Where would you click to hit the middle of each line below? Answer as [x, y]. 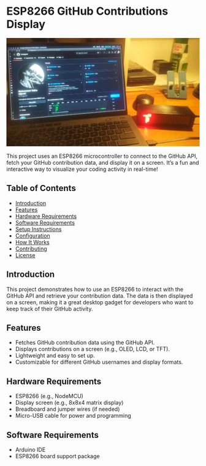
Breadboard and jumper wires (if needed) [67, 409]
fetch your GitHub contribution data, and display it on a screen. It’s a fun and [103, 162]
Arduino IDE [30, 449]
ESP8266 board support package [57, 456]
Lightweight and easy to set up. [55, 356]
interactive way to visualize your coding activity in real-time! [82, 169]
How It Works [32, 242]
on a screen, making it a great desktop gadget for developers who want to [100, 302]
